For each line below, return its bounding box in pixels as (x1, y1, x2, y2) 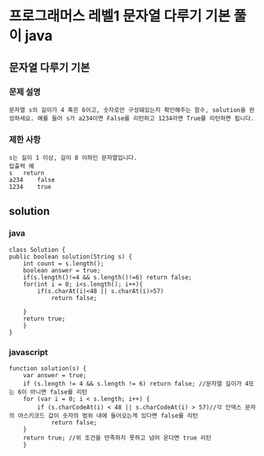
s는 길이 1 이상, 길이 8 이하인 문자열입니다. (9, 154, 137, 162)
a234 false (9, 176, 56, 184)
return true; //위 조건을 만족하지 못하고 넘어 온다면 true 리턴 (23, 434, 211, 442)
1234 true (9, 183, 52, 191)
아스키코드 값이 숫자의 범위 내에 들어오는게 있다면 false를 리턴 (17, 412, 199, 420)
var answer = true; (23, 372, 87, 380)
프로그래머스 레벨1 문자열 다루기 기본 (9, 7, 231, 25)
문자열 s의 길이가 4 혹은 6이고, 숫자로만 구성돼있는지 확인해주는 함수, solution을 (9, 106, 246, 114)
